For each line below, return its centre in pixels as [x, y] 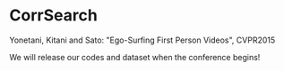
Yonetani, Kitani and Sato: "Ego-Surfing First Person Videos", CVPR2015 [142, 40]
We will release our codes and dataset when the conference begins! [135, 57]
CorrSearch [54, 16]
